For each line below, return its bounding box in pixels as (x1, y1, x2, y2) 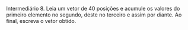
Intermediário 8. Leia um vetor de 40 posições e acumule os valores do (6, 5, 180, 12)
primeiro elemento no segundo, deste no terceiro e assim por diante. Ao (6, 11, 182, 18)
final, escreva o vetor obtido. (6, 18, 77, 24)
